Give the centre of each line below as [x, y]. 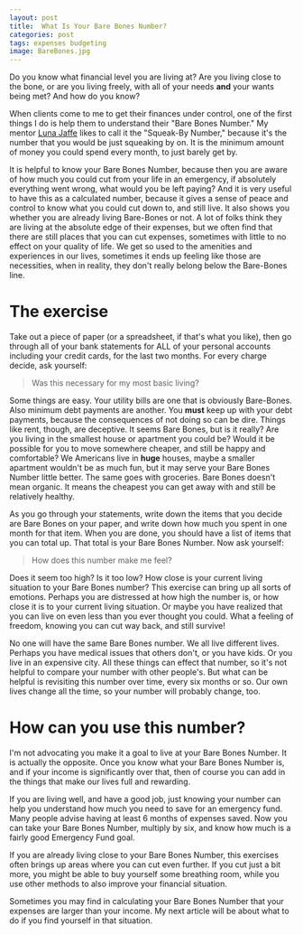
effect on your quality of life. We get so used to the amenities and [131, 247]
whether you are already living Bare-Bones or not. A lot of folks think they [146, 218]
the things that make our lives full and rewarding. [100, 781]
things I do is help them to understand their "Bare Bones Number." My [139, 124]
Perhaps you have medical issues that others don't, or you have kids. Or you [151, 653]
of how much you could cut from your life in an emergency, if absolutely [143, 179]
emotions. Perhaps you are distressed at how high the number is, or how [144, 597]
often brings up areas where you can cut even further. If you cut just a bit [145, 865]
